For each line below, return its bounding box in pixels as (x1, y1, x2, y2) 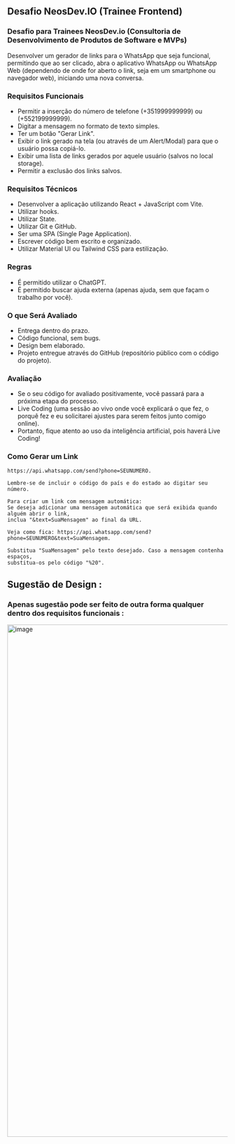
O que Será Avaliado (7, 310, 78, 320)
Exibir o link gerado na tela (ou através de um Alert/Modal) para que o (17, 137, 219, 145)
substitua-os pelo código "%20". (7, 560, 105, 567)
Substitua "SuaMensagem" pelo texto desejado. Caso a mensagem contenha (7, 547, 224, 554)
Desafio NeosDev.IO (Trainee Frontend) (7, 6, 183, 18)
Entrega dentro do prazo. (17, 326, 90, 335)
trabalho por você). (17, 293, 73, 301)
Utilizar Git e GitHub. (17, 222, 77, 230)
